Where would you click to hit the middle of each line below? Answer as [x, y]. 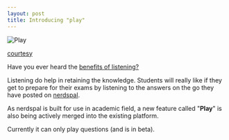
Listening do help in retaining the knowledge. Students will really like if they [114, 80]
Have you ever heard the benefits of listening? [73, 67]
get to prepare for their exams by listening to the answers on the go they [111, 87]
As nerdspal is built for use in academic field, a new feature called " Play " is [114, 108]
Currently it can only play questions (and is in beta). [81, 129]
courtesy [20, 53]
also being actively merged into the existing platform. [83, 116]
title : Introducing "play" [46, 20]
